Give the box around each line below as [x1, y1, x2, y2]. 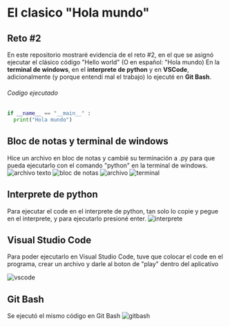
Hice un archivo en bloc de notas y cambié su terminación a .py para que [7, 153, 215, 162]
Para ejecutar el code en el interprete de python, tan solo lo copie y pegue [7, 207, 219, 215]
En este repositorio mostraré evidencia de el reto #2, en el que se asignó [7, 50, 214, 59]
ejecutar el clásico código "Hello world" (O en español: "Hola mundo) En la [7, 58, 220, 66]
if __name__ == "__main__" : [7, 110, 91, 117]
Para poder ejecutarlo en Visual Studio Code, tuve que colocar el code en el [7, 252, 223, 261]
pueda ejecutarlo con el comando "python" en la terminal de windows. [7, 161, 208, 169]
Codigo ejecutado [7, 88, 59, 97]
